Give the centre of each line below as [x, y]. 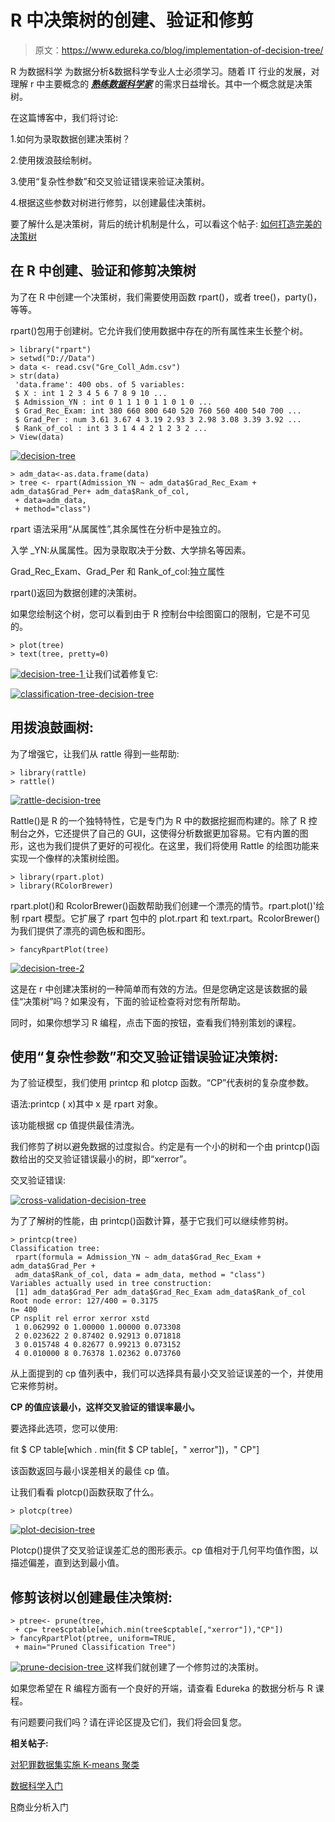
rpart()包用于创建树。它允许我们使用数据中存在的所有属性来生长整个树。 [159, 330]
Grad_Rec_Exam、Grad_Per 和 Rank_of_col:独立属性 [117, 571]
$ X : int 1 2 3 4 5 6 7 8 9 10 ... [91, 393]
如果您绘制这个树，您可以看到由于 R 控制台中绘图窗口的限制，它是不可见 [160, 613]
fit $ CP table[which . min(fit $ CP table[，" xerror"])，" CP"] [135, 1450]
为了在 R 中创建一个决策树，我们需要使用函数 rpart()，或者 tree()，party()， [166, 297]
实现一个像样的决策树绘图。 [67, 858]
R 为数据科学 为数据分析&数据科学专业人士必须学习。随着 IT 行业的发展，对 [165, 71]
